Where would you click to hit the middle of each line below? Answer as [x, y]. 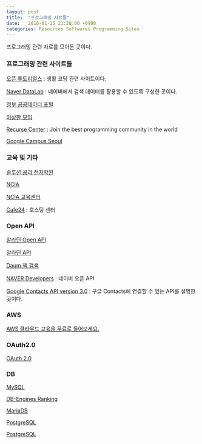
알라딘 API [19, 253]
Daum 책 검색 [23, 266]
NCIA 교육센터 [23, 197]
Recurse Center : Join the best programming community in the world [92, 129]
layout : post [23, 12]
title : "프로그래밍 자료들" [38, 18]
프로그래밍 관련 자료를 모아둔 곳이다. [49, 47]
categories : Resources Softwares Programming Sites [73, 29]
